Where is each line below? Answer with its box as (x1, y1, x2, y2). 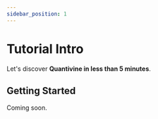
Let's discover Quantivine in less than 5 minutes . (6, 64, 151, 73)
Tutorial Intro (6, 40, 84, 57)
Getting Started (6, 84, 76, 96)
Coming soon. (6, 103, 47, 112)
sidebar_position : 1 (6, 10, 68, 18)
